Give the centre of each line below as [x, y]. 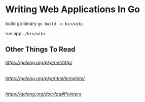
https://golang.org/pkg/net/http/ [39, 62]
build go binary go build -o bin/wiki [44, 23]
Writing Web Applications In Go [73, 9]
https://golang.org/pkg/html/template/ [45, 78]
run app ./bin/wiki [25, 33]
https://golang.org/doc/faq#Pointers [43, 94]
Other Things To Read [40, 49]
